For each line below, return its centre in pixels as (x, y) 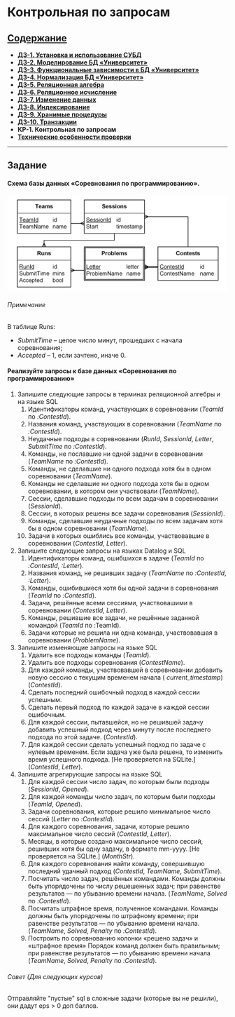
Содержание (37, 38)
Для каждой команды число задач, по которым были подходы (121, 797)
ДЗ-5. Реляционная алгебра (61, 85)
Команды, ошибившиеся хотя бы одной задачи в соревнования (123, 588)
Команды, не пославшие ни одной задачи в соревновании (115, 454)
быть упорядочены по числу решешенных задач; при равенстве (124, 886)
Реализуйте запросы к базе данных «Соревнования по (92, 371)
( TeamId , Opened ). (55, 804)
